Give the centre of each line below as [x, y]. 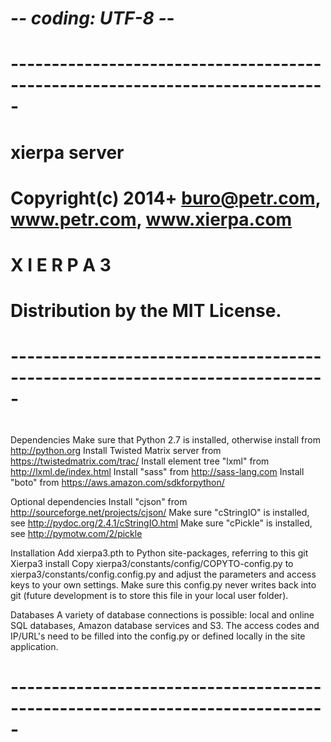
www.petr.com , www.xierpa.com [151, 219]
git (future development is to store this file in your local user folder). [149, 595]
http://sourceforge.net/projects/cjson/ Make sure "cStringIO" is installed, [160, 512]
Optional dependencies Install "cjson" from [99, 501]
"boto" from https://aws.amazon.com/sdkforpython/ [117, 482]
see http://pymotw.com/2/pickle [76, 533]
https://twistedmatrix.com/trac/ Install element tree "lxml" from [140, 461]
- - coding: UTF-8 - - [92, 18]
